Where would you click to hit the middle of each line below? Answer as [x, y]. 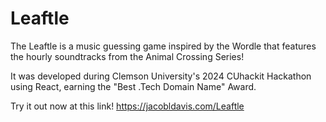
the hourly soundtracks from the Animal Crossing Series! [127, 56]
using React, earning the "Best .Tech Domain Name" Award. [133, 86]
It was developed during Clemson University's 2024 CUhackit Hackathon [161, 76]
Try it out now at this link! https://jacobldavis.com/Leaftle [127, 106]
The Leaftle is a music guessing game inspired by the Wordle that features [163, 46]
